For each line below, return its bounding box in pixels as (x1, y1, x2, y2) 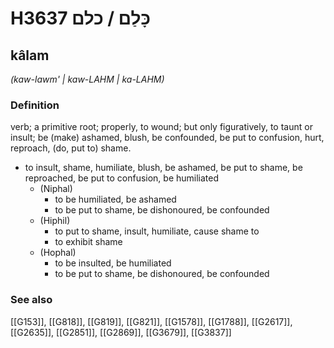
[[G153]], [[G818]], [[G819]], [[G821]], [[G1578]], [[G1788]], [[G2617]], (10, 315, 293, 327)
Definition (10, 98, 60, 112)
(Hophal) (39, 247, 77, 259)
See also (10, 293, 53, 307)
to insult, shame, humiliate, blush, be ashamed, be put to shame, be (24, 162, 303, 174)
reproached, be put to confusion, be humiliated (24, 172, 220, 184)
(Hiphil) (39, 215, 71, 227)
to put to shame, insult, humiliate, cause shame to (54, 225, 260, 237)
